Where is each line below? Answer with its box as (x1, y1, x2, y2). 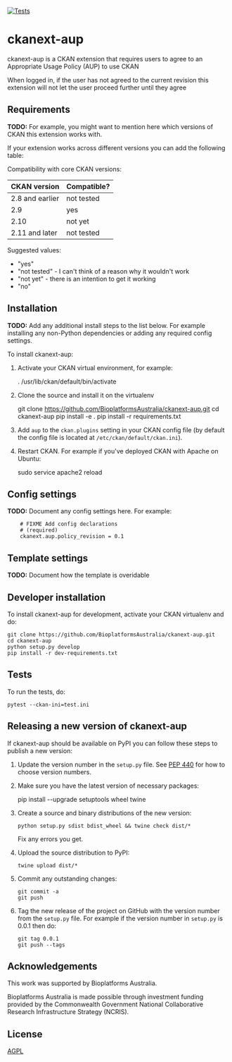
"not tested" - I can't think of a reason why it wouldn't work (17, 267, 190, 275)
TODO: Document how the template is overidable (7, 571, 150, 580)
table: (7, 151, 24, 159)
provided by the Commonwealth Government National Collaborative (7, 1000, 204, 1008)
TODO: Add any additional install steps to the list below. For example (7, 321, 206, 329)
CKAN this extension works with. (7, 130, 103, 138)
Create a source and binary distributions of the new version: (17, 808, 192, 817)
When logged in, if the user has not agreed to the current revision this (7, 75, 209, 84)
